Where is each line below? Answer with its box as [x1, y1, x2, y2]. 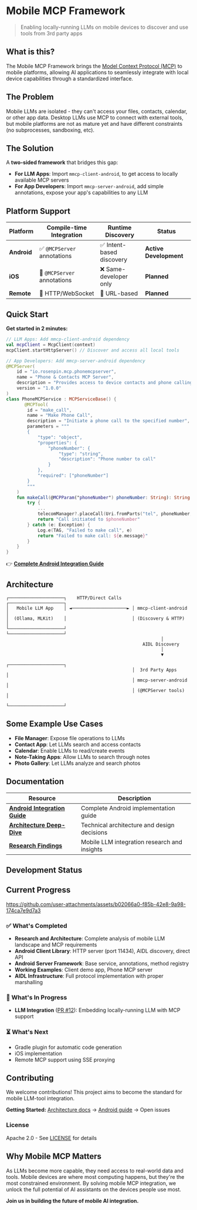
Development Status [6, 865, 83, 875]
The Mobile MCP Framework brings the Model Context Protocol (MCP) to [6, 62, 183, 69]
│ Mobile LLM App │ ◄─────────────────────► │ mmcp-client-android [6, 605, 188, 611]
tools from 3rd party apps [20, 29, 83, 36]
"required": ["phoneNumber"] [37, 473, 109, 479]
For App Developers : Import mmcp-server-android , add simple [14, 183, 164, 190]
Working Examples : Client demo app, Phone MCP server [14, 966, 153, 974]
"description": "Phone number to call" [58, 456, 157, 462]
